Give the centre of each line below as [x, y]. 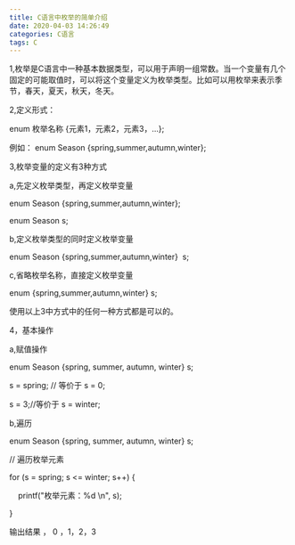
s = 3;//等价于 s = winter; [55, 404]
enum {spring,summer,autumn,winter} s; [83, 293]
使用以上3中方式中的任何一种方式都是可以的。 [94, 312]
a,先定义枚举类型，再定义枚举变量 [71, 186]
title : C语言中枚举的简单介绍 [59, 17]
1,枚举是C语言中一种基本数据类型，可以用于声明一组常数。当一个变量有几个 [147, 69]
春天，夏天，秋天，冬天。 [71, 91]
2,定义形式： [33, 110]
